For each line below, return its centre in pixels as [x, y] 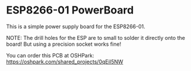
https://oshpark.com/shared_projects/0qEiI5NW [65, 62]
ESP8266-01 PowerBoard [70, 10]
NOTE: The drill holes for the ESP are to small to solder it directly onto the [96, 38]
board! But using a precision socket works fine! [64, 44]
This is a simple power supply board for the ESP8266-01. [76, 26]
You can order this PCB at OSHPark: [50, 55]
